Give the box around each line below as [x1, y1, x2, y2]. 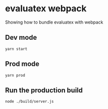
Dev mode [5, 33, 37, 42]
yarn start [5, 46, 28, 52]
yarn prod [5, 73, 26, 78]
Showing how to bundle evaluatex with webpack [5, 19, 104, 25]
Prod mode [5, 60, 39, 68]
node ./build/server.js [5, 99, 54, 104]
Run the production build [5, 86, 83, 94]
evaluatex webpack [5, 3, 87, 14]
